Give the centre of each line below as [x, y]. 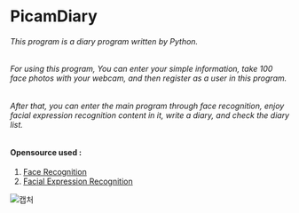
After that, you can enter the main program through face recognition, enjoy [147, 106]
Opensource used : [46, 152]
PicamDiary [54, 16]
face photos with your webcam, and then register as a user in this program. [149, 78]
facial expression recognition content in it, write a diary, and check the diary [150, 115]
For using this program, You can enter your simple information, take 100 [142, 69]
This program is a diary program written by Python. [104, 41]
